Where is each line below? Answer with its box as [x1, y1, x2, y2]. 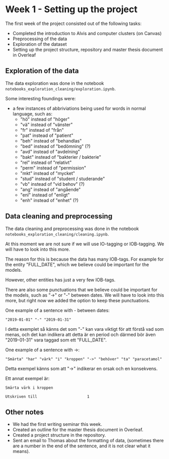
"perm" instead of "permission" [20, 164, 86, 171]
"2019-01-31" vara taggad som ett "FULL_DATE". [5, 337, 107, 343]
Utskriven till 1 [5, 394, 90, 399]
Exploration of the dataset [12, 41, 67, 47]
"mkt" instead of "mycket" [20, 170, 75, 176]
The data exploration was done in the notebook [5, 80, 104, 86]
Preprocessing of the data [12, 36, 67, 42]
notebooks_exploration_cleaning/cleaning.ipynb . [5, 231, 109, 237]
